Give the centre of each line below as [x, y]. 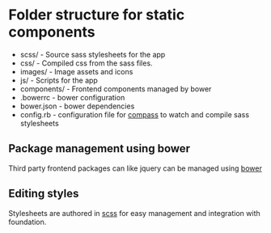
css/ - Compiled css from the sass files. [86, 63]
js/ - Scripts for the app [59, 80]
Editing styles [44, 194]
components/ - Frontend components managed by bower [116, 89]
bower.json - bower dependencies [77, 106]
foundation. [28, 222]
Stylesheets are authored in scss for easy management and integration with [134, 213]
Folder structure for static [97, 15]
